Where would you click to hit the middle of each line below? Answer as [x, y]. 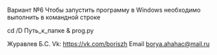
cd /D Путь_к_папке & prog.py [50, 31]
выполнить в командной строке [54, 17]
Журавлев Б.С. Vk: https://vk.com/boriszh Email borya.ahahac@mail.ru [108, 44]
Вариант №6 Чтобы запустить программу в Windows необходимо [104, 10]
